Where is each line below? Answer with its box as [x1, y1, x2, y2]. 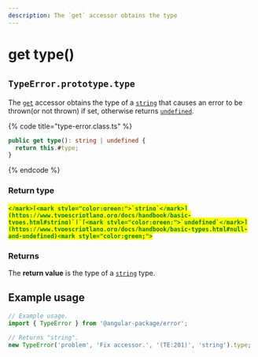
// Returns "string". [8, 333, 79, 341]
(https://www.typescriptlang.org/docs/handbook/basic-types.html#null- [8, 225, 248, 233]
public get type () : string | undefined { [8, 136, 146, 144]
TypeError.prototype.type [8, 78, 135, 90]
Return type [8, 185, 55, 196]
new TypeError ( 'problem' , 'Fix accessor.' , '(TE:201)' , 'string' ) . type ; [8, 340, 252, 349]
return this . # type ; [15, 143, 79, 152]
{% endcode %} [8, 165, 61, 175]
